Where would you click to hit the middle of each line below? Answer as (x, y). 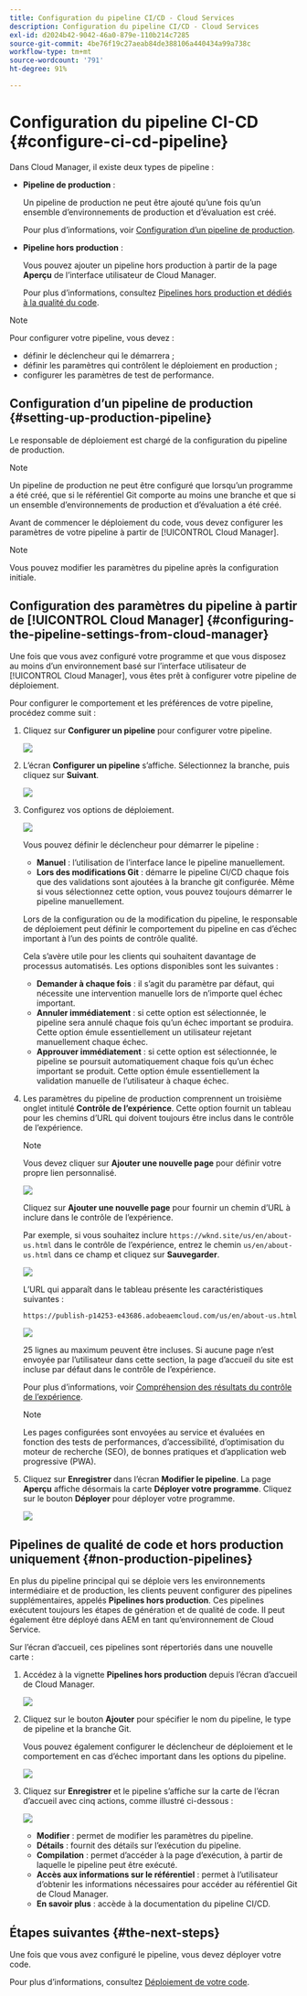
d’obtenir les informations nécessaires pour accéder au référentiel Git (167, 1884)
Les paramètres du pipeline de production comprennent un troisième (152, 1099)
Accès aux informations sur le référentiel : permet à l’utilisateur (157, 1874)
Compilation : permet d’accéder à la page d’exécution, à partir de (159, 1855)
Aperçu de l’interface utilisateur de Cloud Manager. (119, 274)
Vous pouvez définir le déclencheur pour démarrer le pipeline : (140, 845)
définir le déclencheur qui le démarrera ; (99, 355)
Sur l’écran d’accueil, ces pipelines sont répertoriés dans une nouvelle (141, 1648)
